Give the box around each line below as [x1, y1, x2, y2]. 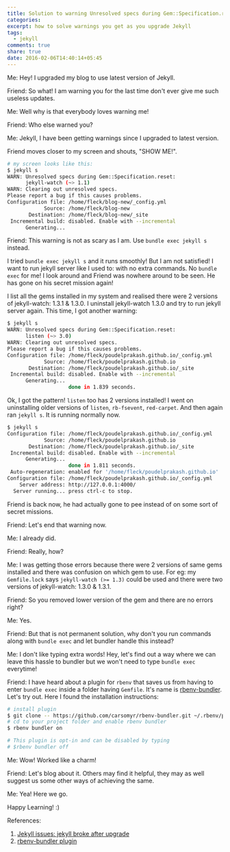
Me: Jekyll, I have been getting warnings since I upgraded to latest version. [7, 134, 219, 142]
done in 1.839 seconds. [68, 384, 136, 391]
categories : [7, 16, 41, 23]
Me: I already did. [7, 534, 56, 542]
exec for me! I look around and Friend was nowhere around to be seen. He [7, 271, 216, 280]
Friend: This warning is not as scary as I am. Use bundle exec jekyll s [7, 236, 207, 245]
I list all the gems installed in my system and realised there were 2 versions [7, 292, 218, 300]
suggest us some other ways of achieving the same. [7, 776, 155, 785]
